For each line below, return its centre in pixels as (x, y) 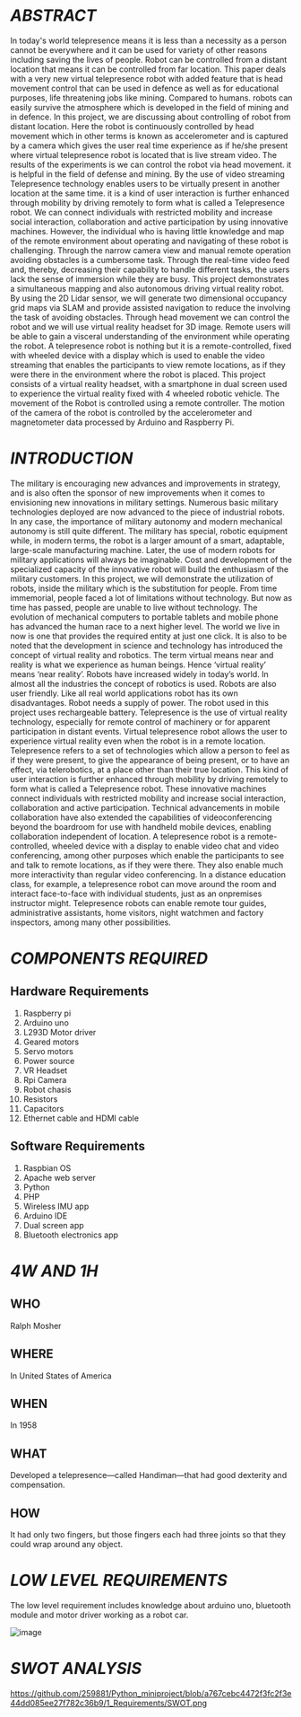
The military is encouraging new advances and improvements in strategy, (146, 483)
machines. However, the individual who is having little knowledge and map (147, 231)
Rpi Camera (45, 1079)
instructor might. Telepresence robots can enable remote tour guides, (138, 903)
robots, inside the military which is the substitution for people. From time (144, 588)
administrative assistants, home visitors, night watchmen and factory (137, 912)
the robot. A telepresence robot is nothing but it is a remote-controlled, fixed (151, 346)
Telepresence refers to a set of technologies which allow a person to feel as (150, 750)
